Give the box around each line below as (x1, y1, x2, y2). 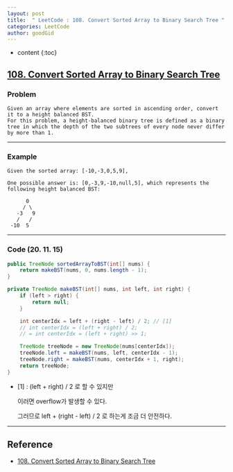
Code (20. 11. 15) (7, 245, 64, 254)
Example (7, 152, 37, 161)
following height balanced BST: (7, 186, 101, 193)
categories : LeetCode (7, 23, 70, 30)
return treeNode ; (19, 362, 70, 369)
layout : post (7, 10, 45, 17)
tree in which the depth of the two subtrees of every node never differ (7, 123, 225, 130)
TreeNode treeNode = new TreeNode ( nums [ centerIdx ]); (19, 343, 175, 350)
